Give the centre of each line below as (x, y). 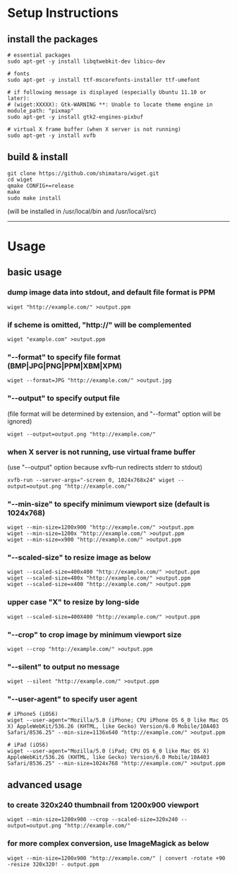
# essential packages (39, 55)
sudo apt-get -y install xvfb (52, 136)
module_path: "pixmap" (41, 111)
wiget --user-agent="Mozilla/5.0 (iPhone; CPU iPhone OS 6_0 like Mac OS (118, 720)
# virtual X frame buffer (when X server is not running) (94, 129)
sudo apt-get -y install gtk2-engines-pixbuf (75, 117)
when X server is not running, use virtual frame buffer (102, 452)
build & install (38, 157)
